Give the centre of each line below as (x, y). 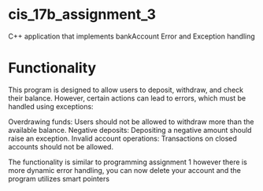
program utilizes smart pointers (59, 178)
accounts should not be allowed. (61, 146)
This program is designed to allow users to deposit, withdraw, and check (126, 90)
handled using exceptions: (51, 106)
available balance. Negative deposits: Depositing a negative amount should (130, 130)
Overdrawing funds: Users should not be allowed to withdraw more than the (131, 121)
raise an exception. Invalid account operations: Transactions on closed (123, 138)
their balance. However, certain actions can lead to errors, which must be (127, 98)
